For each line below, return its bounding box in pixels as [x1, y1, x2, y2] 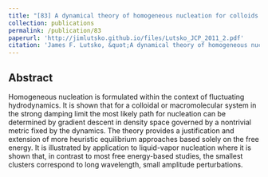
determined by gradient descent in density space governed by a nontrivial [8, 117, 251, 127]
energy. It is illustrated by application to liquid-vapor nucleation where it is [8, 143, 251, 152]
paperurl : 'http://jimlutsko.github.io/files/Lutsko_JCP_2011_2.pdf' [8, 33, 245, 42]
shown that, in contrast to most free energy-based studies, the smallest [8, 151, 243, 160]
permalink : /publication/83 [8, 26, 102, 34]
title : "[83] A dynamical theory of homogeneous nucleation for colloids [8, 11, 259, 20]
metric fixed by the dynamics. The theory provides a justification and [8, 125, 235, 136]
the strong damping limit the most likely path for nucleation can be [8, 108, 227, 118]
